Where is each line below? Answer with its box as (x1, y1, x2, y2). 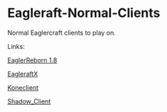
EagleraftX (7, 69, 38, 78)
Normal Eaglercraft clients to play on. (7, 28, 116, 37)
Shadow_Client (7, 97, 51, 106)
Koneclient (7, 83, 39, 91)
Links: (7, 42, 25, 50)
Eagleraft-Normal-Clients (7, 5, 161, 21)
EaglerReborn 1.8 (7, 55, 58, 65)
